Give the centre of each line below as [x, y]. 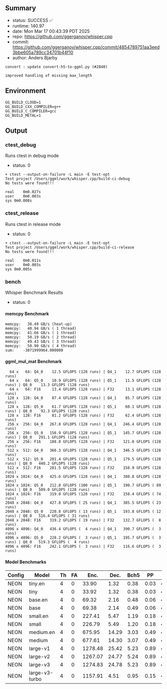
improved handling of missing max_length [49, 75]
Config [16, 575]
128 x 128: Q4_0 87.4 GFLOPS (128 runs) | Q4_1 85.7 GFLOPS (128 [84, 398]
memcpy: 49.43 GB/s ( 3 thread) [41, 342]
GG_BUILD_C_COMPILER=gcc [31, 111]
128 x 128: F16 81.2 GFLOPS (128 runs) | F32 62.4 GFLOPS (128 [84, 416]
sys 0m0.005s [19, 269]
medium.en [42, 632]
